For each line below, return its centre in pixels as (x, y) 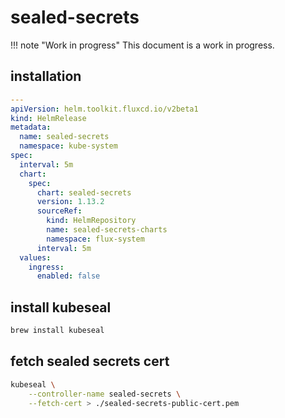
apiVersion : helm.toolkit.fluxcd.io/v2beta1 (104, 109)
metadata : (31, 127)
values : (35, 257)
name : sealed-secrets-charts (107, 230)
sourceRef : (59, 211)
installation (46, 76)
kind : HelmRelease (48, 118)
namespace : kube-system (68, 146)
